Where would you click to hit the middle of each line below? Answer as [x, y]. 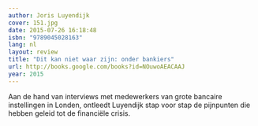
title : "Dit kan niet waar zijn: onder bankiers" [92, 60]
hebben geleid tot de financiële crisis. [69, 113]
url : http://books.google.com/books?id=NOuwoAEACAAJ [97, 67]
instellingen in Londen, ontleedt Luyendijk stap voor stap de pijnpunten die [129, 105]
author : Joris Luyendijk [49, 15]
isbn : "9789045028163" [45, 37]
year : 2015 [26, 74]
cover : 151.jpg [33, 23]
